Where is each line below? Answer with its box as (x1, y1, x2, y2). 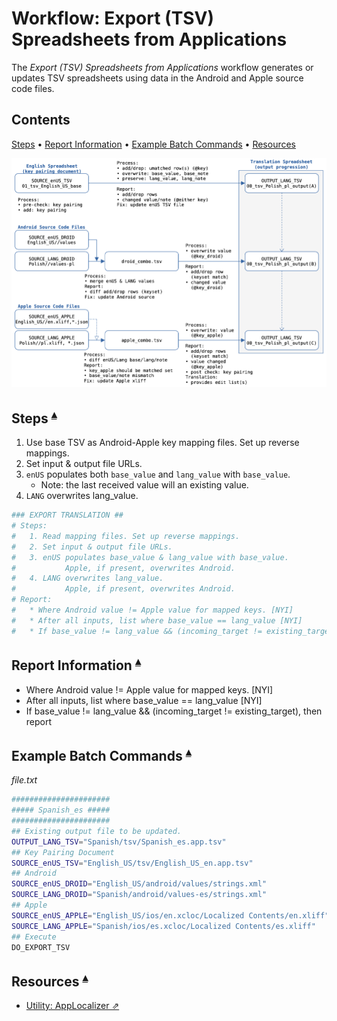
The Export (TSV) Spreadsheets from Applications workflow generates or (11, 61, 314, 73)
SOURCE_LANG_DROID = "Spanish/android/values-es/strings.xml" (11, 890, 268, 900)
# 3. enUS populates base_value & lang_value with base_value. (11, 552, 289, 562)
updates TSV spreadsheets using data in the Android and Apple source (11, 72, 304, 84)
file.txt (11, 774, 38, 786)
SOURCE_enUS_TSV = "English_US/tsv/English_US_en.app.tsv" (11, 858, 254, 868)
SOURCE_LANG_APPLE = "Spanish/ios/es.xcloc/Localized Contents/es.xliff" (11, 921, 316, 931)
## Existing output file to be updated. (11, 826, 183, 836)
